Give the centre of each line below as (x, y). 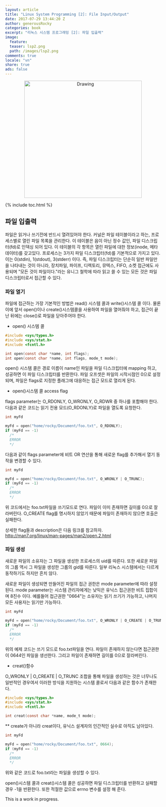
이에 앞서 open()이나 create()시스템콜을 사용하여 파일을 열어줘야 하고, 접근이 (79, 309)
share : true (17, 65)
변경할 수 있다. (28, 461)
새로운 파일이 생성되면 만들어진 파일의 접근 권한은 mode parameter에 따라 (77, 584)
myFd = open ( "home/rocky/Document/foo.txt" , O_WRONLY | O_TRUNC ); (75, 479)
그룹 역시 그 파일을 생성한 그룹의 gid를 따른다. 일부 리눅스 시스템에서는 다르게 (84, 567)
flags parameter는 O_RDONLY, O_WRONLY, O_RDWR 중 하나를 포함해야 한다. (82, 402)
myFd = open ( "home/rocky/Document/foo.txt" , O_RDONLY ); (64, 426)
